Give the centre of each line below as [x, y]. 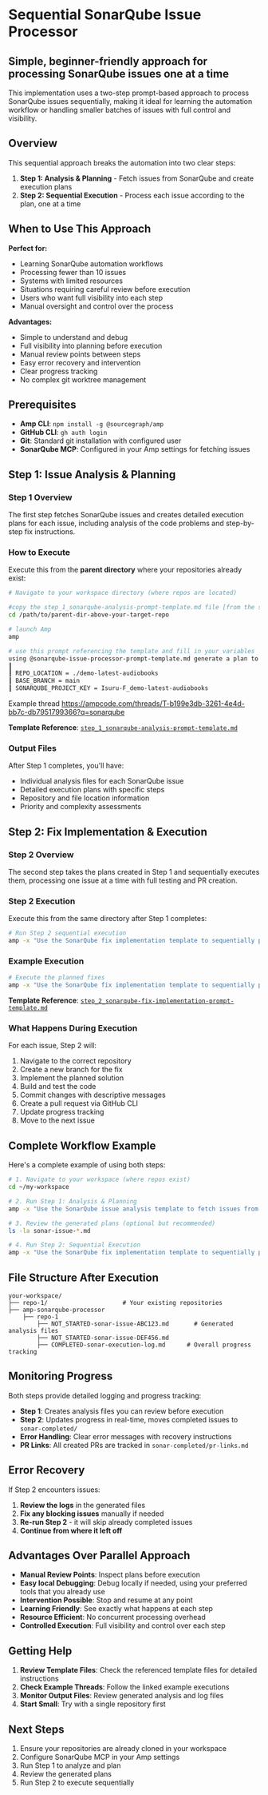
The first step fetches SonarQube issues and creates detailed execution [126, 515]
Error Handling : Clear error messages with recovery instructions [126, 1436]
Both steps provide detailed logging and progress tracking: [105, 1395]
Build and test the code [58, 1087]
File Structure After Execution [84, 1277]
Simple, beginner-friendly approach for [108, 61]
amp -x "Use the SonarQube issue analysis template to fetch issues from [134, 1209]
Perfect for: [28, 248]
